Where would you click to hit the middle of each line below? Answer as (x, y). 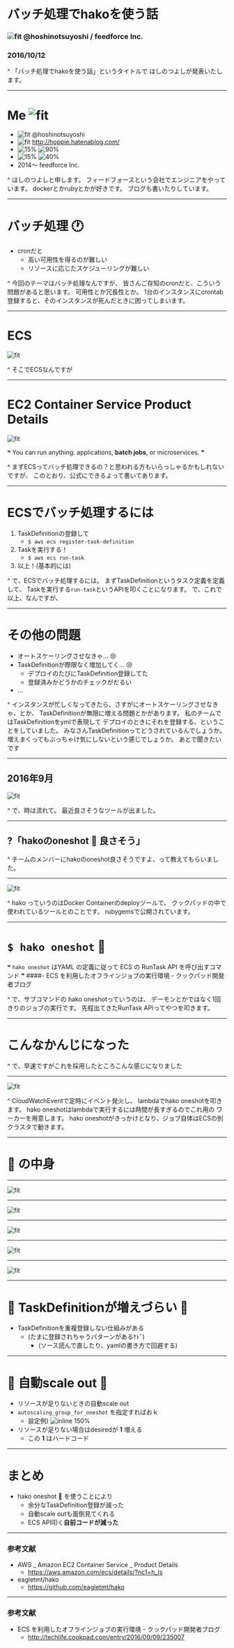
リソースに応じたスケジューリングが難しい (88, 269)
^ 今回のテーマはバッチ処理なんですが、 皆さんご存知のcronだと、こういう (114, 283)
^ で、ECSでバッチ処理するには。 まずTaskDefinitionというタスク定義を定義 (116, 580)
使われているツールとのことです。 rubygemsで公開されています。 (101, 911)
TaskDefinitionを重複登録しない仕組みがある (80, 1328)
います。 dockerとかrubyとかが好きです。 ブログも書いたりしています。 (110, 188)
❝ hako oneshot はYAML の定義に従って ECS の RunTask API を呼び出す (109, 966)
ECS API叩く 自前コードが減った (73, 1522)
